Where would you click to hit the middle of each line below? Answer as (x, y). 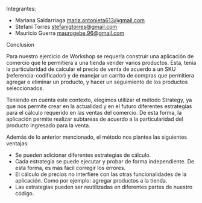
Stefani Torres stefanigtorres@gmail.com (66, 27)
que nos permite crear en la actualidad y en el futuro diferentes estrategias (99, 106)
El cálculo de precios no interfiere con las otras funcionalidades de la (101, 174)
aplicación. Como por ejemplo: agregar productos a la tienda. (91, 180)
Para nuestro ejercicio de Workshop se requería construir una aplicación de (100, 56)
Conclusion (21, 45)
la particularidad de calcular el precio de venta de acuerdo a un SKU (91, 69)
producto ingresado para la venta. (48, 125)
